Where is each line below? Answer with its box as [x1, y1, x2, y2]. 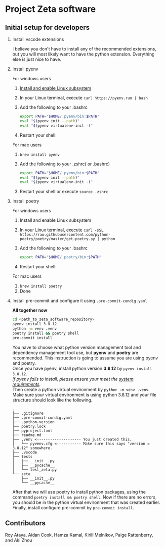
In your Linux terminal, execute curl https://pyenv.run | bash [19, 95, 148, 100]
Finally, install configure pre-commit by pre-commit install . [12, 504, 134, 510]
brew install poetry [19, 284, 62, 289]
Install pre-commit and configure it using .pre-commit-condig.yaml [12, 298, 147, 304]
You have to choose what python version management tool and [12, 344, 141, 350]
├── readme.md [12, 432, 41, 438]
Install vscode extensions [12, 36, 64, 42]
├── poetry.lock [12, 424, 46, 429]
